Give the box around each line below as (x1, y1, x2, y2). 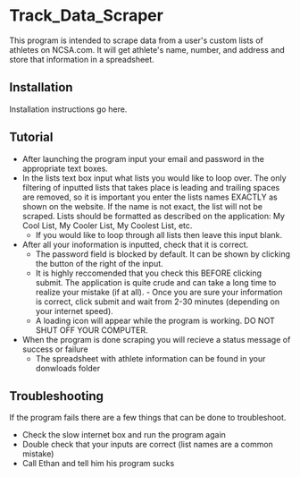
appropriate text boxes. (21, 163, 109, 174)
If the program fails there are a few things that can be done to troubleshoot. (9, 413, 287, 423)
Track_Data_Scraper (9, 5, 163, 26)
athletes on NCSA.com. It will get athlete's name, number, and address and (9, 44, 286, 55)
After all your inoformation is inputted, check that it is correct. (21, 239, 249, 250)
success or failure (21, 344, 89, 354)
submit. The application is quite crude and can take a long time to (35, 277, 277, 287)
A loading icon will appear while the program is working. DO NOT (35, 315, 275, 326)
